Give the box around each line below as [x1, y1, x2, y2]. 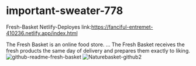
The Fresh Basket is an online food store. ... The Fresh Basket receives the [6, 41, 185, 48]
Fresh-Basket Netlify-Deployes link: [6, 23, 92, 30]
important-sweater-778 [6, 4, 123, 18]
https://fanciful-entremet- [91, 23, 153, 30]
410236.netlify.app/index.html [6, 29, 78, 36]
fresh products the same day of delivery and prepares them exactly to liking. [6, 47, 190, 54]
